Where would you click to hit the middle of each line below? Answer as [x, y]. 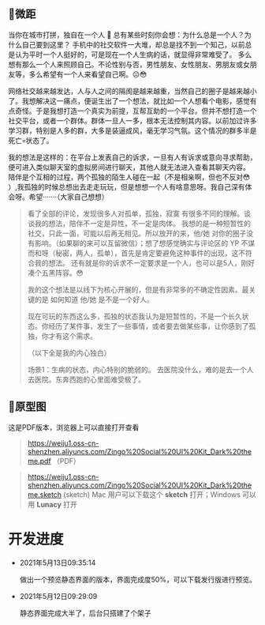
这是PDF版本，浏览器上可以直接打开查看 [74, 427]
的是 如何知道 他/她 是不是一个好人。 [94, 299]
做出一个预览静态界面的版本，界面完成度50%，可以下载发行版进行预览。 [138, 579]
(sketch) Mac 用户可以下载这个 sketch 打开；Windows [151, 494]
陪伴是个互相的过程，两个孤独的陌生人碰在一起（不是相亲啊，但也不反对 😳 [129, 177]
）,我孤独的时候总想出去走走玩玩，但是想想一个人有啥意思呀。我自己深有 [127, 186]
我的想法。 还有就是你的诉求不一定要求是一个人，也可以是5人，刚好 [145, 262]
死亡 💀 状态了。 [31, 140]
